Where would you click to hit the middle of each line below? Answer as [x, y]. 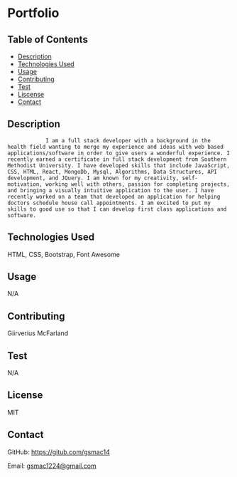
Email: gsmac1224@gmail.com [52, 466]
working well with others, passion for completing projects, [138, 184]
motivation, [25, 184]
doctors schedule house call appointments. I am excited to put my [109, 203]
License [25, 395]
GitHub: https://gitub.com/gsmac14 [59, 452]
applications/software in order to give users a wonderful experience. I [119, 153]
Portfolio [33, 13]
